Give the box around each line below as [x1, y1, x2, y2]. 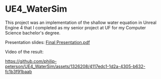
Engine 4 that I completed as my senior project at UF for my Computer [5, 24, 146, 30]
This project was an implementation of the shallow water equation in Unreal [5, 20, 157, 25]
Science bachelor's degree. [5, 30, 61, 36]
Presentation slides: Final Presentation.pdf [5, 39, 90, 45]
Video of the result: [5, 49, 44, 55]
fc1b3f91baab [5, 68, 32, 74]
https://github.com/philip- [5, 58, 57, 64]
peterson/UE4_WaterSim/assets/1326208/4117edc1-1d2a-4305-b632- [5, 63, 145, 69]
